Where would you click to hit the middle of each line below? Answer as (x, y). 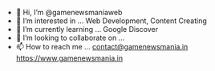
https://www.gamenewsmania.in (69, 58)
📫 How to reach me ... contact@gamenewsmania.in (102, 47)
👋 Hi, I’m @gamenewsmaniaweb (69, 12)
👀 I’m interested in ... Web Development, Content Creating (111, 21)
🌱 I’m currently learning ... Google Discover (87, 29)
